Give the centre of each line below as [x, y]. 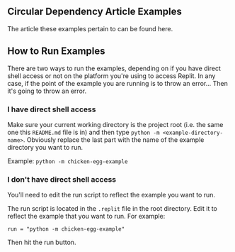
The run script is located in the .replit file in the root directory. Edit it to [113, 209]
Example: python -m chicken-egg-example [68, 161]
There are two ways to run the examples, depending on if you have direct [114, 68]
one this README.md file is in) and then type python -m [84, 132]
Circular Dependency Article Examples [95, 12]
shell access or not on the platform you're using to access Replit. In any [111, 76]
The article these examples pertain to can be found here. [90, 28]
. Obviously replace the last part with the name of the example [114, 139]
